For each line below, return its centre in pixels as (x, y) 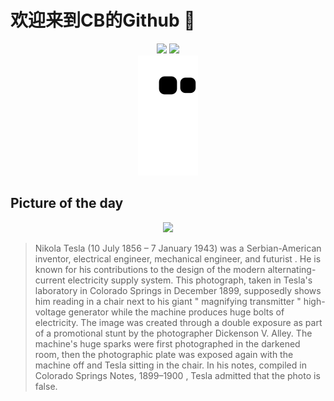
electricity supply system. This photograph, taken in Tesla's (190, 280)
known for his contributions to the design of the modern (150, 269)
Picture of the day (67, 203)
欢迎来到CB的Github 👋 (103, 20)
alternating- (292, 269)
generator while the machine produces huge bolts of (176, 312)
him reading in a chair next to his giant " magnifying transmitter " (168, 301)
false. (46, 386)
